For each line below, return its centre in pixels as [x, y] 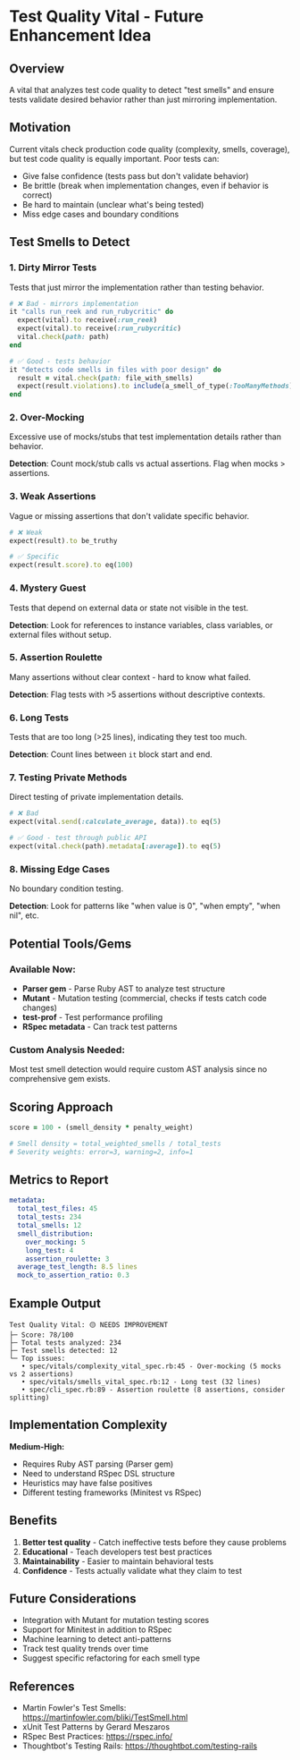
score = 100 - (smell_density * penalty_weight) [101, 1127]
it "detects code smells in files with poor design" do [115, 370]
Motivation [40, 128]
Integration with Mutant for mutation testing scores [116, 1620]
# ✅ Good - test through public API [78, 838]
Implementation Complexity [88, 1425]
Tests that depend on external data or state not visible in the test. [129, 608]
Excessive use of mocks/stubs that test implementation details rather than [145, 437]
